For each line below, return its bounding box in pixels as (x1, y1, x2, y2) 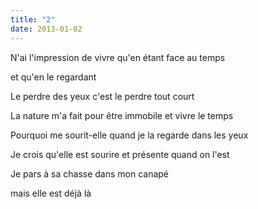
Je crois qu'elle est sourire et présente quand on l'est (10, 148, 230, 160)
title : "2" (10, 14, 56, 25)
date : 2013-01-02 (10, 24, 83, 34)
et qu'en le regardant (10, 71, 97, 83)
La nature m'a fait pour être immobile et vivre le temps (10, 109, 234, 121)
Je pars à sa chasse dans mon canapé (10, 167, 170, 180)
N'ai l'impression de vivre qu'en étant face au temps (10, 51, 226, 63)
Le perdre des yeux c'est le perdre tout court (10, 90, 195, 102)
